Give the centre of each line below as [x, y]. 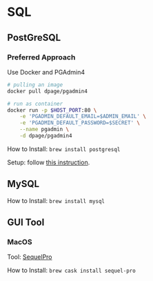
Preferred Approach [41, 57]
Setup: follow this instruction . [49, 162]
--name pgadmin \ [44, 129]
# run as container [35, 104]
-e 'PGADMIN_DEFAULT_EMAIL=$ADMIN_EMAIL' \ [83, 117]
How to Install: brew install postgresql [64, 148]
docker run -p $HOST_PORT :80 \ [52, 110]
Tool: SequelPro [30, 257]
